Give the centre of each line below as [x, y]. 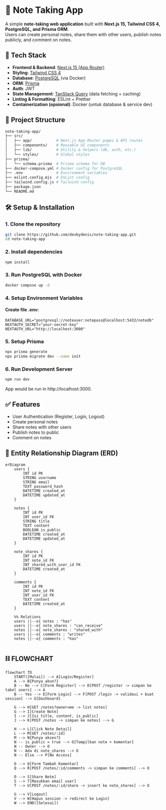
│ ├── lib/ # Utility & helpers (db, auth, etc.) [71, 150]
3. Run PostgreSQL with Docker [44, 275]
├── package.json [23, 187]
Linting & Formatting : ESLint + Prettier [52, 99]
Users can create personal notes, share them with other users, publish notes [83, 34]
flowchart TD [19, 673]
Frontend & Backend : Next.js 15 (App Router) [58, 67]
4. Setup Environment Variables [44, 298]
